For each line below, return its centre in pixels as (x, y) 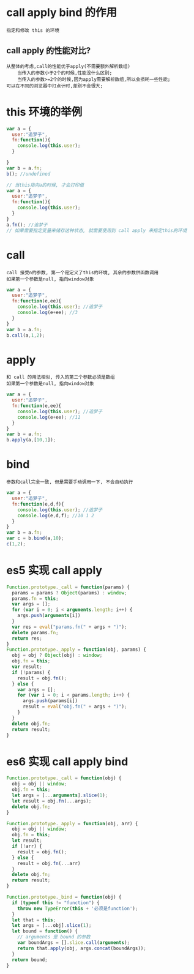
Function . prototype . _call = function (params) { (68, 587)
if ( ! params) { (31, 672)
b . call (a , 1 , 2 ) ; (26, 335)
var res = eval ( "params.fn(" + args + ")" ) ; (69, 627)
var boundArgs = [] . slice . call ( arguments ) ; (74, 943)
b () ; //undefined (28, 174)
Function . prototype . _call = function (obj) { (64, 778)
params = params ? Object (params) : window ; (69, 593)
